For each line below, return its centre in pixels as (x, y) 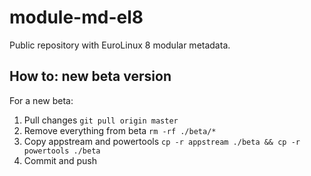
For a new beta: (41, 100)
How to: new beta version (90, 76)
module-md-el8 (76, 17)
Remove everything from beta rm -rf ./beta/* (120, 130)
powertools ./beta (62, 151)
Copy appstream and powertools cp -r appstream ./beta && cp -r (162, 141)
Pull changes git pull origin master (101, 120)
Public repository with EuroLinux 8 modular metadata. (120, 45)
